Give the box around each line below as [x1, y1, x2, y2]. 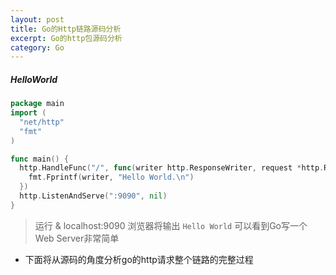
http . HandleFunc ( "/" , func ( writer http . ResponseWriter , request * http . [19, 163, 325, 173]
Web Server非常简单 [34, 232, 120, 244]
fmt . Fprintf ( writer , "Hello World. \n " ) [28, 172, 195, 183]
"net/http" [19, 117, 65, 127]
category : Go [10, 42, 65, 53]
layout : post [10, 14, 65, 25]
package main [10, 99, 65, 109]
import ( [10, 108, 47, 118]
